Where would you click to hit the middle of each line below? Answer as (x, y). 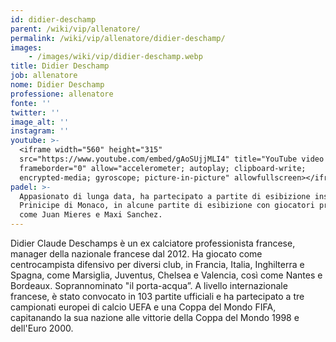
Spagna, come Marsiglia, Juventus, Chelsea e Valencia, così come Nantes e (166, 275)
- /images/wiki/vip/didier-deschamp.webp (115, 57)
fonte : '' (31, 103)
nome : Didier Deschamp (57, 85)
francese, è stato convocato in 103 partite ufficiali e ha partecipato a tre (157, 296)
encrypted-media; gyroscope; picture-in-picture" (124, 177)
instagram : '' (40, 131)
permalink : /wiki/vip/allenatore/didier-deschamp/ (118, 38)
